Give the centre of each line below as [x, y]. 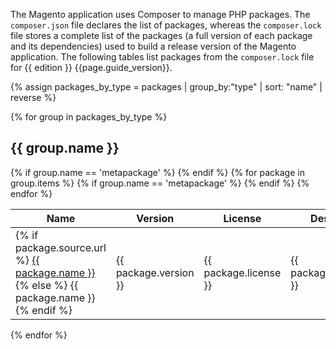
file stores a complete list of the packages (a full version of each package [161, 35]
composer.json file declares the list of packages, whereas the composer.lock [166, 25]
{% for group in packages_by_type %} [89, 117]
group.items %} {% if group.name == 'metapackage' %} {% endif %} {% [160, 183]
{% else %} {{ [47, 285]
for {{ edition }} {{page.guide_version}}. [91, 67]
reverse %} [33, 97]
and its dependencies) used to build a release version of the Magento [153, 46]
